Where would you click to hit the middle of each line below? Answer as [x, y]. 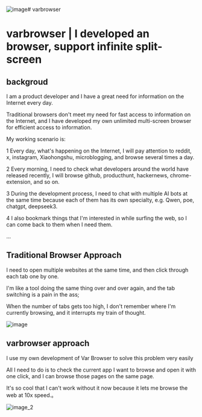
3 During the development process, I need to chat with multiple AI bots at [97, 193]
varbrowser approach [48, 343]
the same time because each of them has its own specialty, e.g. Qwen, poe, [100, 200]
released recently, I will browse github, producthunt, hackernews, [87, 175]
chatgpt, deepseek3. [32, 206]
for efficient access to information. [49, 127]
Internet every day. [30, 103]
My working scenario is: [36, 139]
